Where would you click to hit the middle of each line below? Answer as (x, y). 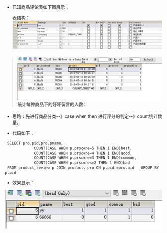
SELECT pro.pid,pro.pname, (35, 143)
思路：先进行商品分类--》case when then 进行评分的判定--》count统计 (85, 116)
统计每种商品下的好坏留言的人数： (52, 104)
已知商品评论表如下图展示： (41, 7)
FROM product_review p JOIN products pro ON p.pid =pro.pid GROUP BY (83, 168)
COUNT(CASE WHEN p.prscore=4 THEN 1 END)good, (83, 153)
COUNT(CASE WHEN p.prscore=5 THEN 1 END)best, (83, 148)
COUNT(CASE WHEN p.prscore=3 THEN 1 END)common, (85, 158)
